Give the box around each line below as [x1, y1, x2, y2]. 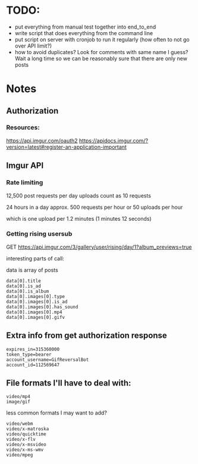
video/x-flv [6, 437, 36, 443]
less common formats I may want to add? [6, 409, 107, 416]
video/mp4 [6, 394, 31, 400]
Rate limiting [6, 178, 43, 187]
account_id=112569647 [6, 362, 60, 368]
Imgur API [6, 161, 44, 171]
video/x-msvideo [6, 441, 46, 448]
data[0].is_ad [6, 283, 42, 289]
